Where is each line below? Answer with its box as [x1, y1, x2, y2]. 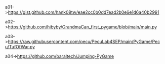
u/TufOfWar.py [5, 44, 35, 49]
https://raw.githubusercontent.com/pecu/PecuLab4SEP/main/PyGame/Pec [8, 39, 160, 44]
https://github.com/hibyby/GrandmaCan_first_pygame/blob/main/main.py [8, 24, 157, 30]
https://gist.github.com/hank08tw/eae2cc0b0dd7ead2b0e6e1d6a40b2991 [8, 9, 160, 15]
